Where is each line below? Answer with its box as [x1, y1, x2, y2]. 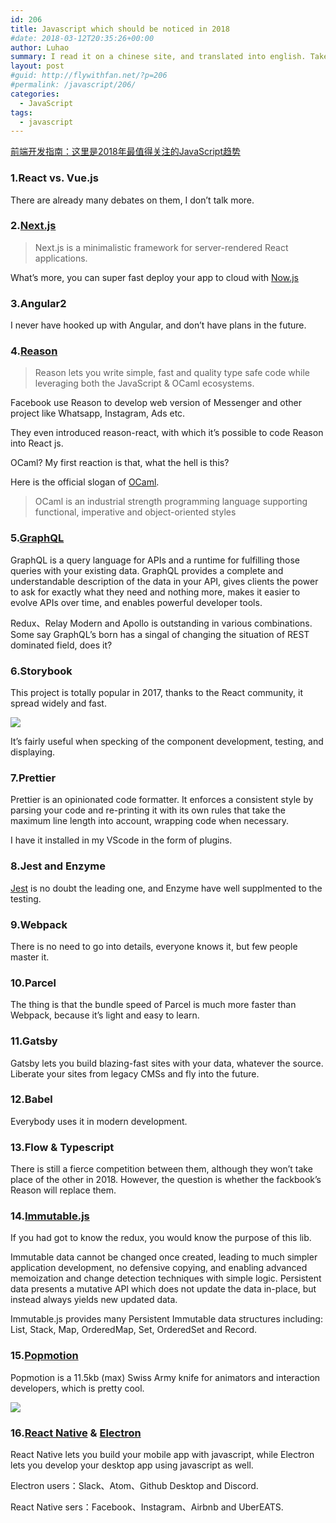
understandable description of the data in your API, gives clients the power [10, 575, 319, 587]
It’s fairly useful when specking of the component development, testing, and [10, 736, 324, 748]
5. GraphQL [10, 531, 65, 545]
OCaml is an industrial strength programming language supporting [34, 496, 308, 508]
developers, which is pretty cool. [10, 1382, 145, 1394]
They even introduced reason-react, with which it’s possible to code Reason [10, 427, 324, 439]
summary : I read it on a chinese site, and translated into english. [10, 52, 307, 62]
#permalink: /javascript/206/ [10, 80, 137, 90]
